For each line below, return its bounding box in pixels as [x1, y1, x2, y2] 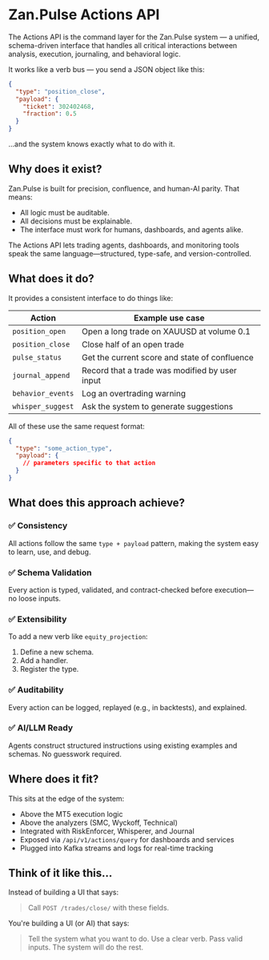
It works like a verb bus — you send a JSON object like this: [8, 64, 205, 74]
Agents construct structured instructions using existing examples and [8, 741, 238, 750]
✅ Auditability [8, 685, 64, 696]
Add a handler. [19, 656, 69, 665]
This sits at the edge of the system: [8, 793, 125, 803]
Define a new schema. [19, 647, 94, 657]
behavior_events [12, 388, 74, 398]
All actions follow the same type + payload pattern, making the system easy [8, 538, 259, 548]
